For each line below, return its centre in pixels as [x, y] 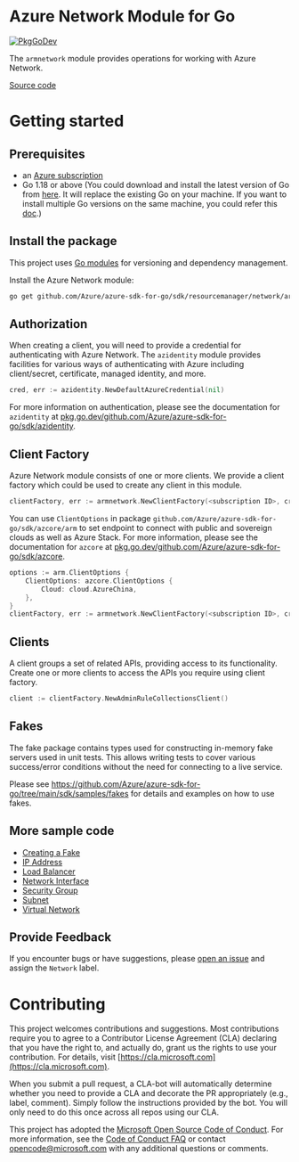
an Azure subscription [63, 175]
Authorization [48, 324]
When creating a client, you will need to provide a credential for [125, 346]
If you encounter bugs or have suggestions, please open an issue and [137, 959]
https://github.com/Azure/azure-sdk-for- [126, 784]
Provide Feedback [61, 937]
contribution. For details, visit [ [65, 1057]
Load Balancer [48, 871]
